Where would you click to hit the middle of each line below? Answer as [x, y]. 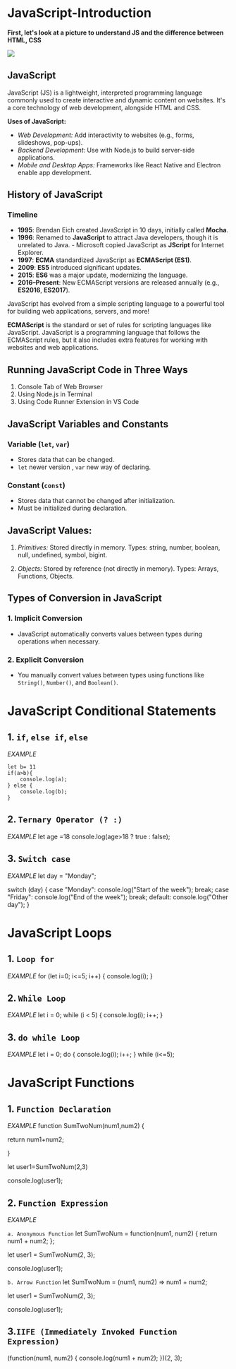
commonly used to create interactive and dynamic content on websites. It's [117, 100]
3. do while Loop [44, 1037]
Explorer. [30, 253]
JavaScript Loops [60, 933]
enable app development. [54, 172]
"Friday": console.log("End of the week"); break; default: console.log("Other [118, 897]
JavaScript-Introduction [79, 13]
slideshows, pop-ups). [50, 142]
